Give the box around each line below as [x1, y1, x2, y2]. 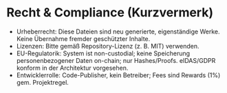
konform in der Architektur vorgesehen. [16, 64, 129, 72]
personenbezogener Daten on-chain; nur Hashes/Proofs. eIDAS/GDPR [16, 56, 216, 64]
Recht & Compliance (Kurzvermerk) [6, 5, 214, 21]
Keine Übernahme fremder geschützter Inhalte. [16, 34, 151, 42]
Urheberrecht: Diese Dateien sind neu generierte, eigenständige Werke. [16, 27, 220, 36]
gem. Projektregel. [16, 78, 69, 86]
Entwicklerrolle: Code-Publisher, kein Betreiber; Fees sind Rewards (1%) [16, 70, 221, 79]
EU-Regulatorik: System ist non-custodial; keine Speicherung [16, 49, 191, 57]
